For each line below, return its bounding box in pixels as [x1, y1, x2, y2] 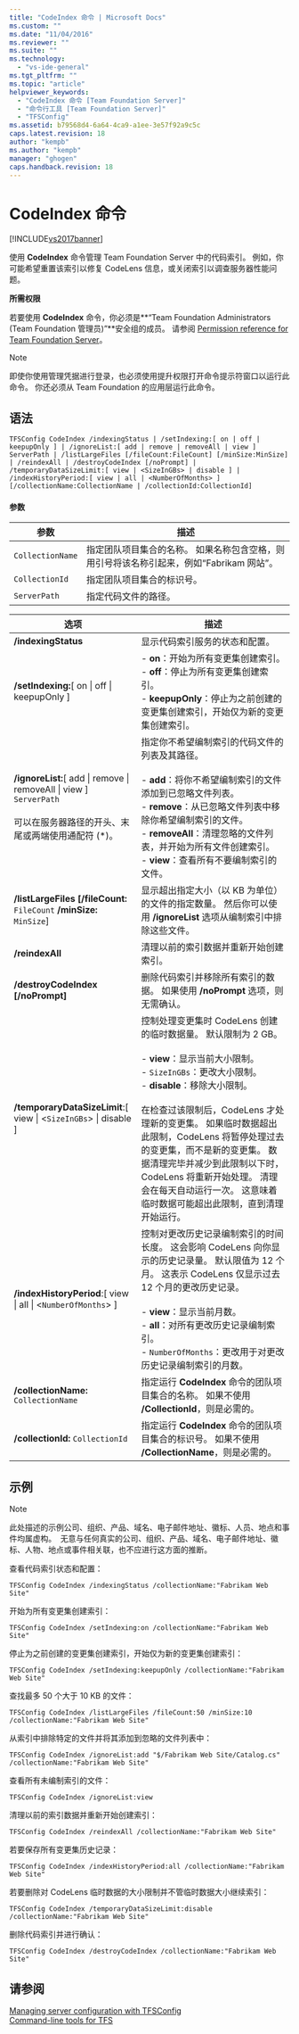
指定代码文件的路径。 [85, 591, 176, 603]
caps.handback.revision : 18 [9, 162, 114, 171]
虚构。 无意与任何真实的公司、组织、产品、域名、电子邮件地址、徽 [32, 1534, 279, 1544]
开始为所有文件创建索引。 [167, 840, 276, 853]
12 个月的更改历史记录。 [141, 1281, 245, 1294]
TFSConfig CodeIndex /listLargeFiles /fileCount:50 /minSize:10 [9, 1708, 253, 1717]
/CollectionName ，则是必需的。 [141, 1446, 278, 1459]
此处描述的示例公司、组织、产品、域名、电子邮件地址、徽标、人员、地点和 [9, 1522, 282, 1533]
